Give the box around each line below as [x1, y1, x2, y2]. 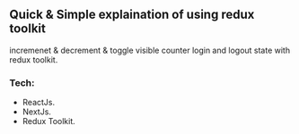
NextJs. [22, 106, 52, 117]
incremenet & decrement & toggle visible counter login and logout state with [9, 45, 290, 55]
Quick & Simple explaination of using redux [9, 7, 255, 22]
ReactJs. [22, 97, 56, 108]
